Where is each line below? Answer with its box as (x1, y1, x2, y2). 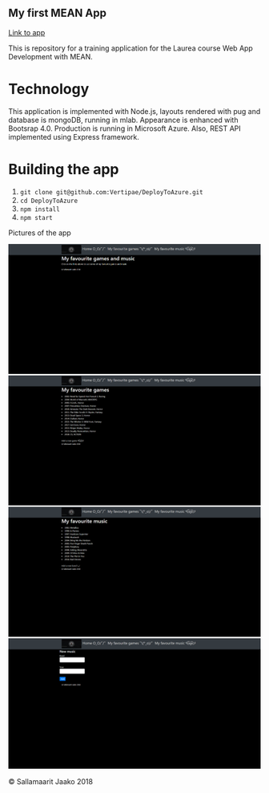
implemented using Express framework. (8, 132, 140, 141)
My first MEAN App (8, 6, 106, 20)
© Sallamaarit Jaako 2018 (8, 776, 94, 786)
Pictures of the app (8, 228, 72, 238)
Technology (8, 80, 90, 98)
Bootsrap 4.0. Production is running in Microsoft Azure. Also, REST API (8, 124, 242, 133)
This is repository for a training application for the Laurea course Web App (8, 43, 254, 53)
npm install (19, 205, 60, 213)
